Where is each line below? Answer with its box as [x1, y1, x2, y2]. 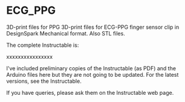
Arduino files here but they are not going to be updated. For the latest [6, 71, 179, 78]
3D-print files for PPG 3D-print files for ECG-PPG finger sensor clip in [6, 23, 180, 31]
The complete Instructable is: [6, 41, 79, 49]
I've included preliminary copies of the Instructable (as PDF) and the [6, 64, 177, 72]
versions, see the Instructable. [6, 77, 82, 85]
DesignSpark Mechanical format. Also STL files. [6, 29, 125, 37]
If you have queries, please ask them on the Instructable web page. [6, 89, 174, 96]
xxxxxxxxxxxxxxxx [6, 53, 53, 60]
